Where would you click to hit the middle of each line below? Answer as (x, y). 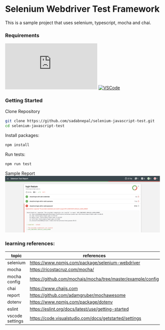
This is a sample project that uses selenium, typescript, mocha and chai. (78, 23)
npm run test (18, 164)
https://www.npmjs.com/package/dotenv (71, 302)
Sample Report (20, 173)
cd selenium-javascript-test (35, 126)
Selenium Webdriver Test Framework (82, 9)
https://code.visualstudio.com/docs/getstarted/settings (85, 318)
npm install (17, 145)
